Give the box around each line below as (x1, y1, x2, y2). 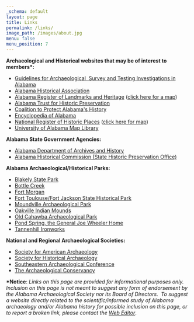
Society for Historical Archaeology (14, 254, 98, 261)
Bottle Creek (14, 182, 45, 189)
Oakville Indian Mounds (14, 207, 71, 214)
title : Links (6, 19, 38, 25)
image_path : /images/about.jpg (6, 30, 82, 36)
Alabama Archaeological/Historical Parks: (6, 164, 110, 171)
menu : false (6, 36, 35, 41)
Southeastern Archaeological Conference (14, 261, 115, 268)
